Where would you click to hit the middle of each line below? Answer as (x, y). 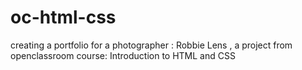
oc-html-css (63, 17)
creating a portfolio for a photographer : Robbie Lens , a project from (151, 45)
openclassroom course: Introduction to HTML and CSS (123, 55)
